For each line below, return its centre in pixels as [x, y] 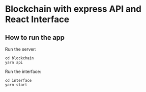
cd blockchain [20, 58]
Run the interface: [23, 71]
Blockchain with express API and [73, 9]
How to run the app [35, 37]
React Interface [37, 19]
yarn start [16, 85]
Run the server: [21, 49]
